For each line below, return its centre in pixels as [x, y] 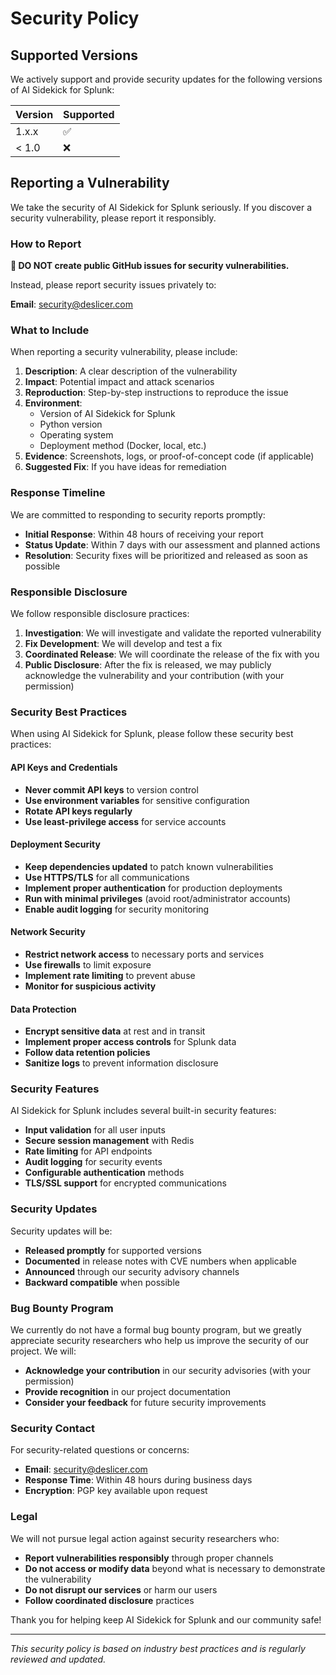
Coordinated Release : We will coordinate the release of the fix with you [172, 654]
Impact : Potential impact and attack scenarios [119, 382]
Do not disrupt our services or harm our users [121, 1589]
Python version [71, 424]
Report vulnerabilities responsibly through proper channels [149, 1558]
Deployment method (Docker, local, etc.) [123, 446]
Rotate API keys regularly [78, 811]
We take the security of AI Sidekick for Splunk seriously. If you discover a [161, 207]
